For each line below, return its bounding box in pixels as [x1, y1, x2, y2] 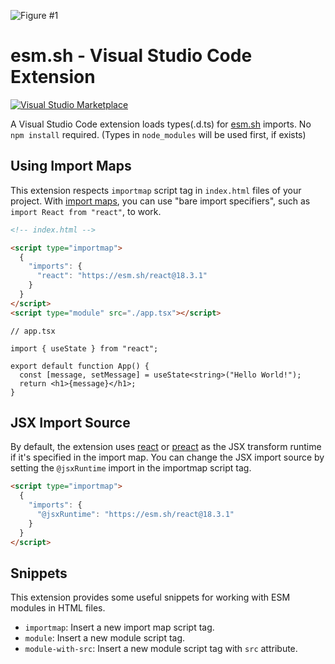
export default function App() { [10, 361, 150, 371]
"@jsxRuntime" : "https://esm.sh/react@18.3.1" [36, 510, 235, 520]
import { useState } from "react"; [10, 343, 159, 354]
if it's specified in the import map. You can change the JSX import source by [10, 451, 325, 464]
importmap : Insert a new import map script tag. [24, 621, 215, 634]
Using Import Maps [10, 158, 132, 175]
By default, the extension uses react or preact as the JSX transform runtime [10, 441, 322, 453]
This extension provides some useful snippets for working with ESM [10, 591, 291, 604]
